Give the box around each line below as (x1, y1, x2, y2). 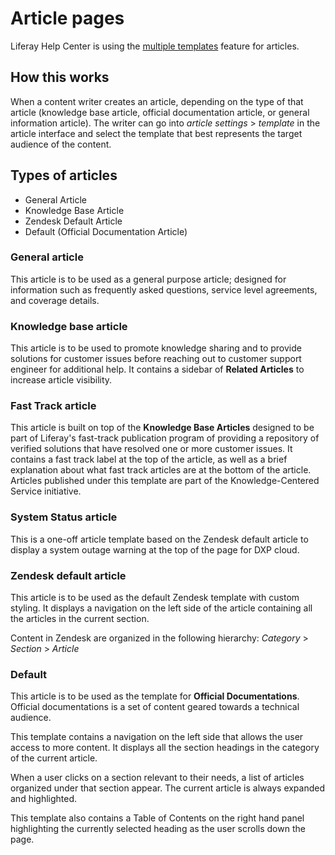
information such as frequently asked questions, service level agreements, (10, 283, 318, 296)
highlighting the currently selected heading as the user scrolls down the (10, 823, 306, 835)
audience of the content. (10, 138, 112, 150)
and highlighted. (10, 793, 78, 805)
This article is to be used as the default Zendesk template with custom (10, 592, 300, 604)
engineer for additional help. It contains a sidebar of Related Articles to (10, 363, 305, 376)
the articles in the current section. (10, 613, 150, 625)
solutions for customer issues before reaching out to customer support (10, 353, 302, 365)
